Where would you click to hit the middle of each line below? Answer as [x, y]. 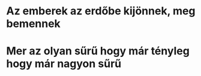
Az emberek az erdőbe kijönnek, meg [101, 11]
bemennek [34, 24]
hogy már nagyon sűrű [64, 64]
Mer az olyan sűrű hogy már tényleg [98, 51]
